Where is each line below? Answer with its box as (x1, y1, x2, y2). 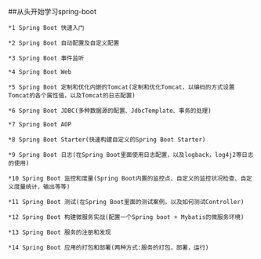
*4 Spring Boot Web (8, 68, 72, 76)
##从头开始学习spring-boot (8, 7, 96, 16)
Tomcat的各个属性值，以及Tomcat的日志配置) (8, 92, 136, 100)
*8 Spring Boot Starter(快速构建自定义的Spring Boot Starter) (8, 136, 206, 144)
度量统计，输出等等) (13, 183, 71, 191)
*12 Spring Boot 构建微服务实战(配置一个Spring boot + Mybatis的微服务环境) (8, 213, 245, 221)
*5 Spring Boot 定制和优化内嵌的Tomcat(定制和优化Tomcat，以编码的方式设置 (8, 83, 235, 91)
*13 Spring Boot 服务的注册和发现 (8, 228, 111, 236)
